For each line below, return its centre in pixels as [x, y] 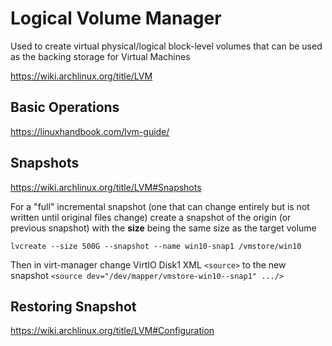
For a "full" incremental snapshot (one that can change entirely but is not [160, 206]
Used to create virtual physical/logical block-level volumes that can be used [166, 46]
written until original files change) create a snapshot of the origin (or [151, 217]
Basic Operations [65, 107]
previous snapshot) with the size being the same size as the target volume [163, 228]
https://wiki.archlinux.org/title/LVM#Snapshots [106, 187]
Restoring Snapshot [73, 306]
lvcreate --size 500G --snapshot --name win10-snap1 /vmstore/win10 [156, 246]
